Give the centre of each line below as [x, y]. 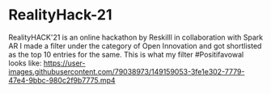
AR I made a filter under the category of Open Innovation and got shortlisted [135, 45]
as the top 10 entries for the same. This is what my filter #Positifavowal [126, 54]
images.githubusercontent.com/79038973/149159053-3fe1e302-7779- [127, 71]
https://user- [64, 63]
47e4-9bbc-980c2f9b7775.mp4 [62, 80]
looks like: [25, 63]
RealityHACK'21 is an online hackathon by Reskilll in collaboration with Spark [136, 37]
